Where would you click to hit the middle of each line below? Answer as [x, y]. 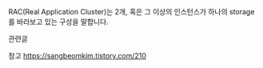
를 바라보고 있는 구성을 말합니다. [59, 22]
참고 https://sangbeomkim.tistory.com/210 [77, 56]
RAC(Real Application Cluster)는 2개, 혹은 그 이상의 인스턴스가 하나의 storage [131, 12]
